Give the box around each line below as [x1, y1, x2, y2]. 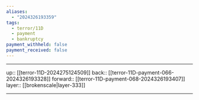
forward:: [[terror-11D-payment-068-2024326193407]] [52, 75, 185, 82]
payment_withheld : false [6, 42, 68, 48]
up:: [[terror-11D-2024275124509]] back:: [6, 69, 107, 76]
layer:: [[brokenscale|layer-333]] [6, 81, 86, 89]
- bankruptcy [11, 36, 44, 42]
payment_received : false [6, 47, 68, 53]
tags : [6, 20, 20, 25]
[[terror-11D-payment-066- [108, 69, 174, 76]
